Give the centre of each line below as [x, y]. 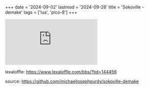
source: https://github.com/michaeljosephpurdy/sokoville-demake [72, 81]
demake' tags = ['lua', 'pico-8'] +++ [41, 12]
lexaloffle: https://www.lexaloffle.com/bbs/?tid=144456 [61, 72]
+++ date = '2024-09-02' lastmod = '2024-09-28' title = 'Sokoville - [74, 7]
